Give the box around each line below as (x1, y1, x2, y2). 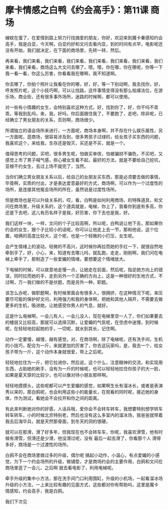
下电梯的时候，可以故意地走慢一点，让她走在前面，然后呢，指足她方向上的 (5, 266, 158, 272)
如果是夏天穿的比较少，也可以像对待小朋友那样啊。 (5, 372, 110, 378)
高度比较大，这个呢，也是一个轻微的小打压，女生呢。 (26, 233, 136, 239)
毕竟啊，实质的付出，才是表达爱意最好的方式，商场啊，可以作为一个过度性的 (5, 180, 163, 186)
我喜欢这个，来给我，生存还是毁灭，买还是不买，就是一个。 (5, 140, 128, 146)
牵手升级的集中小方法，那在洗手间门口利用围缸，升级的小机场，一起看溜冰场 (5, 475, 163, 481)
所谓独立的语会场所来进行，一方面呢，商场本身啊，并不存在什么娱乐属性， (5, 127, 158, 133)
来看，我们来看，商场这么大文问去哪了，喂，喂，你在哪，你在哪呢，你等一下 (5, 64, 163, 70)
